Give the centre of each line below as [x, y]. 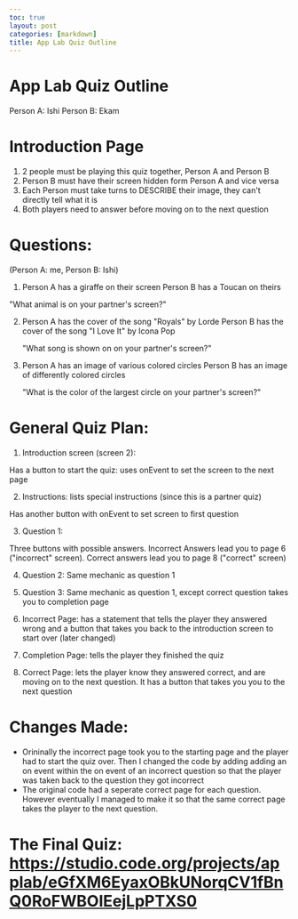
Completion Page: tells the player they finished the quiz [123, 655]
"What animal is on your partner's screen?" [88, 304]
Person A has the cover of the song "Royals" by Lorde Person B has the [153, 322]
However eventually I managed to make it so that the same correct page [153, 799]
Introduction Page [77, 147]
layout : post [33, 26]
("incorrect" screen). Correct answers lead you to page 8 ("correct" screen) [148, 558]
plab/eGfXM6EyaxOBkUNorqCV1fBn [146, 883]
